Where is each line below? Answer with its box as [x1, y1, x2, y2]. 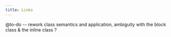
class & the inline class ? [5, 26, 57, 33]
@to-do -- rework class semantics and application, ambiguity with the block [5, 21, 166, 27]
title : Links [5, 7, 33, 13]
